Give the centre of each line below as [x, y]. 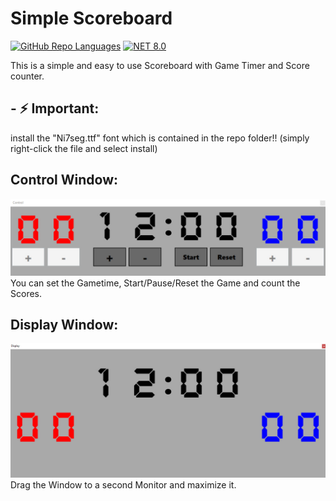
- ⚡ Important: [55, 108]
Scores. [26, 293]
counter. [27, 76]
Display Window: [64, 325]
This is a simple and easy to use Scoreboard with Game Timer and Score [160, 65]
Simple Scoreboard [91, 18]
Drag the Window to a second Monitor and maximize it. [123, 485]
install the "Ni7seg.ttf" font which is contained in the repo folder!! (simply [160, 138]
